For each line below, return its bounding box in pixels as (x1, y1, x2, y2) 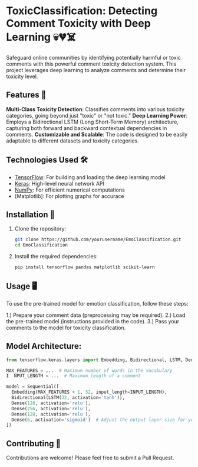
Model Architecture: (6, 341, 82, 351)
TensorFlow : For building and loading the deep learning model (14, 173, 166, 181)
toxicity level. (6, 73, 38, 80)
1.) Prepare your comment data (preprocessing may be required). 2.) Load (6, 312, 186, 319)
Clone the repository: (14, 225, 67, 232)
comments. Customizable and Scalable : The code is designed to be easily (6, 131, 188, 138)
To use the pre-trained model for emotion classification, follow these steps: (6, 300, 189, 307)
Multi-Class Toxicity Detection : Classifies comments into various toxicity (6, 105, 184, 113)
